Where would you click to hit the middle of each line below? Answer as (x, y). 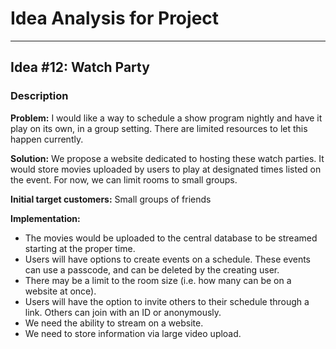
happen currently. (47, 139)
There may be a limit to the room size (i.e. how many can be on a (158, 280)
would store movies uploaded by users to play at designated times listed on (166, 169)
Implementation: (45, 218)
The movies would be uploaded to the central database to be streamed (171, 238)
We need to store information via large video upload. (133, 333)
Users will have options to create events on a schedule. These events (168, 259)
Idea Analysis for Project (115, 18)
